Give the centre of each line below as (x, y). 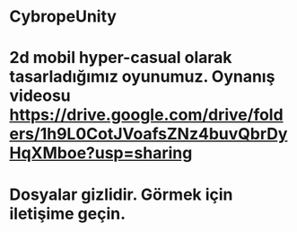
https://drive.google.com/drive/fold (147, 115)
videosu (40, 96)
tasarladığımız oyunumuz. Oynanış (142, 77)
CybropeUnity (63, 17)
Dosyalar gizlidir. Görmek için (121, 194)
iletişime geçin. (68, 214)
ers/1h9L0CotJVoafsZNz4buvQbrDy (148, 134)
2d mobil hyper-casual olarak (121, 58)
